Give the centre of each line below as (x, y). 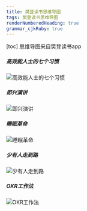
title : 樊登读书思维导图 (34, 12)
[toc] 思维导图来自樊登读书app (44, 46)
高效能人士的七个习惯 (32, 61)
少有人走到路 (22, 154)
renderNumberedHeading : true (43, 23)
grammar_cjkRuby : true (34, 29)
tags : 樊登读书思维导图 (32, 17)
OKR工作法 (20, 186)
